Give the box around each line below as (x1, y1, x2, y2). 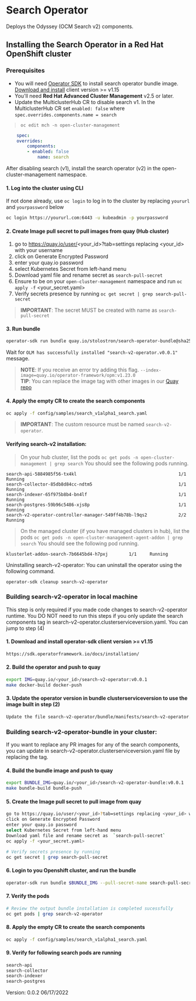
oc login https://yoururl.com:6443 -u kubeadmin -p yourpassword (6, 215, 168, 221)
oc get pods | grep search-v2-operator (6, 911, 103, 917)
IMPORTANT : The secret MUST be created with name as (20, 307, 157, 314)
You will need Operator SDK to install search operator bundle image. (14, 80, 179, 87)
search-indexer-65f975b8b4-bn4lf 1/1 (6, 491, 187, 497)
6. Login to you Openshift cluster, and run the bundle (6, 866, 136, 873)
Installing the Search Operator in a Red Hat (6, 40, 164, 50)
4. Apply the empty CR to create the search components (6, 397, 145, 404)
